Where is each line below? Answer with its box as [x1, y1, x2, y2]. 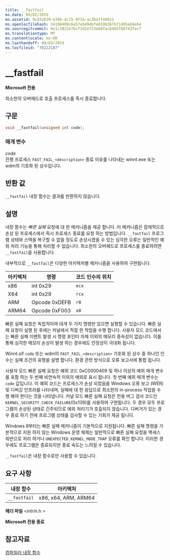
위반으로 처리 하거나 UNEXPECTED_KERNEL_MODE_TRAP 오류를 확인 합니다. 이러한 [5, 436, 158, 442]
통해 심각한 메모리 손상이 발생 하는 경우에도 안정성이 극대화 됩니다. [5, 340, 136, 346]
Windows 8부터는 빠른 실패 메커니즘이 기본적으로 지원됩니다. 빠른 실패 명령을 [5, 423, 158, 429]
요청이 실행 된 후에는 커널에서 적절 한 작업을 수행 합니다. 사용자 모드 [10, 327, 144, 333]
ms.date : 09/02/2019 [5, 12, 49, 17]
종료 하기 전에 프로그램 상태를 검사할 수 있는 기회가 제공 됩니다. [10, 412, 135, 418]
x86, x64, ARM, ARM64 [38, 494, 95, 501]
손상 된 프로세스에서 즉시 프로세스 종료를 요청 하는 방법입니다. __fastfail [5, 230, 151, 237]
